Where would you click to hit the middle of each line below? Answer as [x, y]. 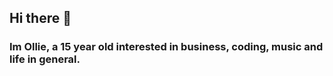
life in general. [45, 59]
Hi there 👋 [40, 18]
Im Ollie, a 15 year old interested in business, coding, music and [166, 47]
